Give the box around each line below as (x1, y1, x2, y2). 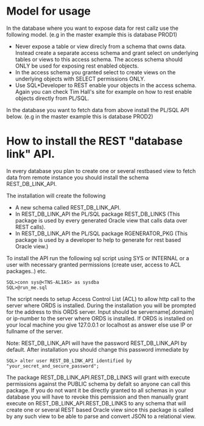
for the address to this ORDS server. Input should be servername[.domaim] (6, 308, 194, 315)
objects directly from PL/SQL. (15, 94, 90, 102)
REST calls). (15, 223, 46, 230)
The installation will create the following (6, 192, 106, 199)
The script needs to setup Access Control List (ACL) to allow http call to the (6, 295, 195, 302)
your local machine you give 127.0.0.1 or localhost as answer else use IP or (6, 321, 192, 328)
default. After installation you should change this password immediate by (6, 346, 189, 353)
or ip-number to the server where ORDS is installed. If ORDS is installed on (6, 314, 194, 322)
